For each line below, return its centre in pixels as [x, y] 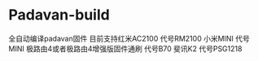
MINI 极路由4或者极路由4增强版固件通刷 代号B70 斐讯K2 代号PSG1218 [125, 48]
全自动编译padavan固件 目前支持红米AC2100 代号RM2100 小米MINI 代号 [129, 38]
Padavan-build [59, 15]
